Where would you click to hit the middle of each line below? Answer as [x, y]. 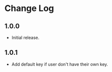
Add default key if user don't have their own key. [60, 64]
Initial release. [25, 37]
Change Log [29, 8]
